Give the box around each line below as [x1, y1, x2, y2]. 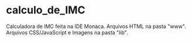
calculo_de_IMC [6, 3, 85, 17]
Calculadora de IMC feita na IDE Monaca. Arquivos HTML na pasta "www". [6, 23, 186, 30]
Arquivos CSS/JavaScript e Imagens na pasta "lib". [6, 29, 128, 36]
